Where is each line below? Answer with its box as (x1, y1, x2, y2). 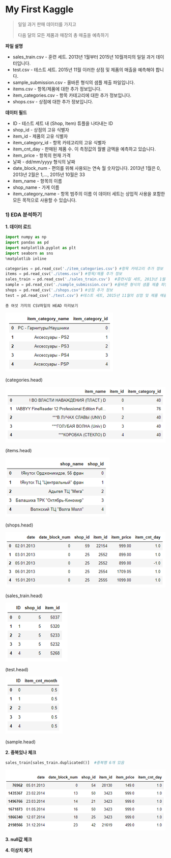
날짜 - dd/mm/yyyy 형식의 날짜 (12, 159, 75, 165)
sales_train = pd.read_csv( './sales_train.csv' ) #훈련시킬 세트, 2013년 (5, 277, 158, 282)
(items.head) (5, 447, 32, 453)
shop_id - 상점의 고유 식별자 (12, 126, 70, 133)
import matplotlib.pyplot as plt (5, 245, 76, 250)
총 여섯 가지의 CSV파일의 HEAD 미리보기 (5, 303, 78, 308)
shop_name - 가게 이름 (12, 184, 60, 190)
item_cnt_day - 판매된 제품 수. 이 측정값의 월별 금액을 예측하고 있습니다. (12, 146, 156, 152)
